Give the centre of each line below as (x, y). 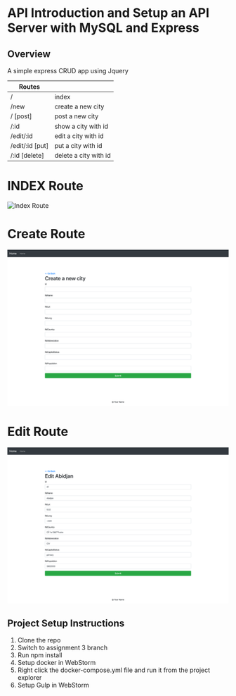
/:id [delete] (27, 156)
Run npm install (40, 655)
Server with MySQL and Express (104, 28)
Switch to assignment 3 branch (62, 648)
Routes (29, 87)
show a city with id (81, 126)
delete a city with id (83, 156)
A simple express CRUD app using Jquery (68, 71)
